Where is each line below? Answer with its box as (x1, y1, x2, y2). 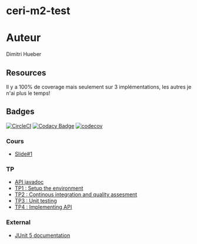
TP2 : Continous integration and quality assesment (14, 191, 138, 198)
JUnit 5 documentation (14, 232, 71, 239)
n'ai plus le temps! (6, 90, 51, 97)
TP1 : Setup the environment (14, 184, 84, 192)
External (6, 218, 31, 226)
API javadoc (14, 179, 44, 186)
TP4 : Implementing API (14, 203, 72, 210)
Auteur (6, 31, 41, 45)
